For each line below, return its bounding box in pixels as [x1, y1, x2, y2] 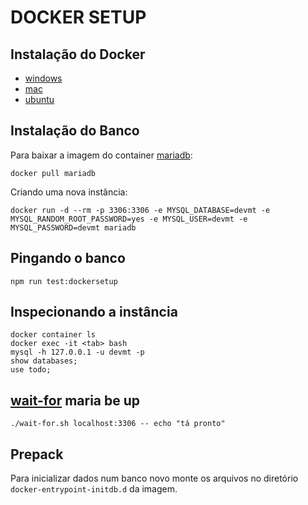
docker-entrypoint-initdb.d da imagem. [10, 483, 178, 495]
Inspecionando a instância [10, 304, 178, 321]
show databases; [10, 356, 78, 366]
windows [24, 72, 63, 84]
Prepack [10, 446, 64, 463]
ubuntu [24, 94, 55, 105]
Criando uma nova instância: [10, 186, 128, 198]
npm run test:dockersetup [10, 276, 118, 286]
